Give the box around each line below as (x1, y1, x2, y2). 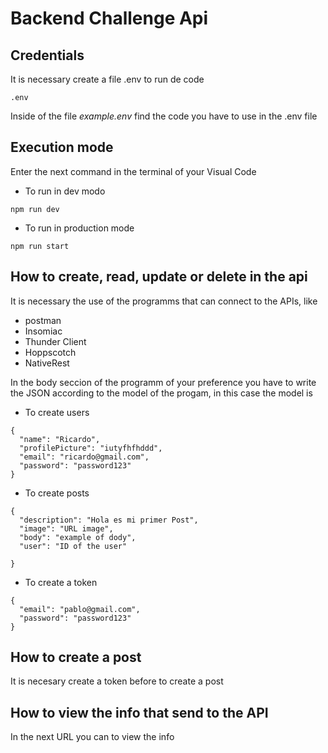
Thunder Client (24, 335, 87, 347)
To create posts (24, 487, 90, 499)
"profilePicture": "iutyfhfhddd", (19, 443, 163, 453)
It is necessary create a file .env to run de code (10, 73, 205, 85)
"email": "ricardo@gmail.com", (19, 452, 150, 462)
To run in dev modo (24, 185, 106, 197)
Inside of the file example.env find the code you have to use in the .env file (10, 110, 318, 122)
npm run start (10, 241, 70, 251)
